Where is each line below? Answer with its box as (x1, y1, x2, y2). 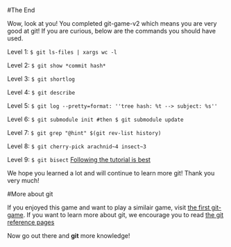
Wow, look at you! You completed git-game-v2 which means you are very (7, 19, 217, 27)
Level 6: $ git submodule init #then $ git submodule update (7, 115, 184, 123)
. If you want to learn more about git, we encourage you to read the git (23, 211, 224, 218)
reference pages (7, 218, 55, 226)
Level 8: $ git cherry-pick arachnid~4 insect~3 (7, 142, 147, 150)
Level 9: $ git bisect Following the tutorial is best (7, 156, 151, 164)
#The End (7, 6, 35, 14)
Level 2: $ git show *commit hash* (7, 61, 106, 69)
